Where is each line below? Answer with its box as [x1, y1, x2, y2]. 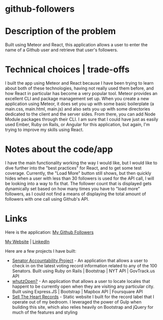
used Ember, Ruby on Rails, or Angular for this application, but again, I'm [5, 122, 150, 128]
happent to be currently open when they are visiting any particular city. [12, 283, 155, 289]
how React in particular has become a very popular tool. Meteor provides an [5, 91, 158, 96]
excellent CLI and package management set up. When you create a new [5, 96, 149, 102]
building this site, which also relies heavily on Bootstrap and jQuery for [12, 304, 154, 310]
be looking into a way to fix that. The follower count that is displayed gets [5, 181, 152, 186]
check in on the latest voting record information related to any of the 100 [12, 263, 157, 268]
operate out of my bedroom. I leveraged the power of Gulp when [12, 299, 142, 305]
